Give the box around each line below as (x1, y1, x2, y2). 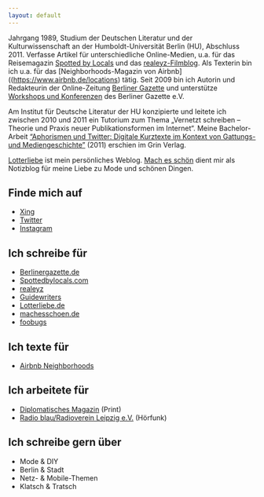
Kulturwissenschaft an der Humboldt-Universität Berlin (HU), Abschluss (8, 41, 240, 51)
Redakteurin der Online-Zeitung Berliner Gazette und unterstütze (8, 83, 218, 93)
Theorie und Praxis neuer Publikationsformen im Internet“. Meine (8, 123, 218, 133)
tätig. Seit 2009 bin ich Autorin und (121, 75, 236, 84)
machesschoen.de (19, 309, 80, 319)
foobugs (19, 317, 47, 327)
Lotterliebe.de (19, 301, 65, 310)
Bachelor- (218, 123, 251, 133)
